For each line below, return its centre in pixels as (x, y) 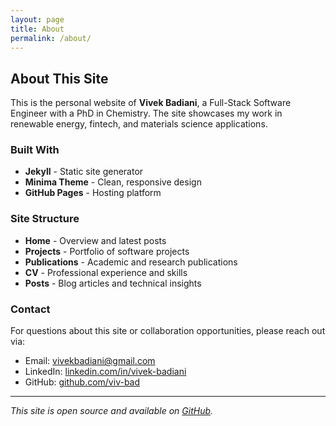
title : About (37, 29)
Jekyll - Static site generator (84, 172)
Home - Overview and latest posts (95, 240)
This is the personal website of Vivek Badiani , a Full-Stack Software (151, 103)
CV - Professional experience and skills (106, 272)
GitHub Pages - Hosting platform (93, 193)
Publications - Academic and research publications (131, 262)
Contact (30, 309)
